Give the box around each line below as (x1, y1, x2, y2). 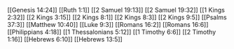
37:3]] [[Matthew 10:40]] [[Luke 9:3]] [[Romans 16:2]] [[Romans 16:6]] (7, 21, 209, 28)
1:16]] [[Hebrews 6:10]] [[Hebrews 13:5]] (7, 35, 123, 43)
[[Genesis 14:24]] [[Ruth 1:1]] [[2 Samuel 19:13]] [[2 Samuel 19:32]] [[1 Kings (7, 6, 226, 14)
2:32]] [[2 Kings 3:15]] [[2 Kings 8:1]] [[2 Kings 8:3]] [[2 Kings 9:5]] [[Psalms (7, 13, 227, 21)
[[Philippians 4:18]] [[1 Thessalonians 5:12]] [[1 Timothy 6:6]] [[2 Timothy (7, 28, 216, 36)
